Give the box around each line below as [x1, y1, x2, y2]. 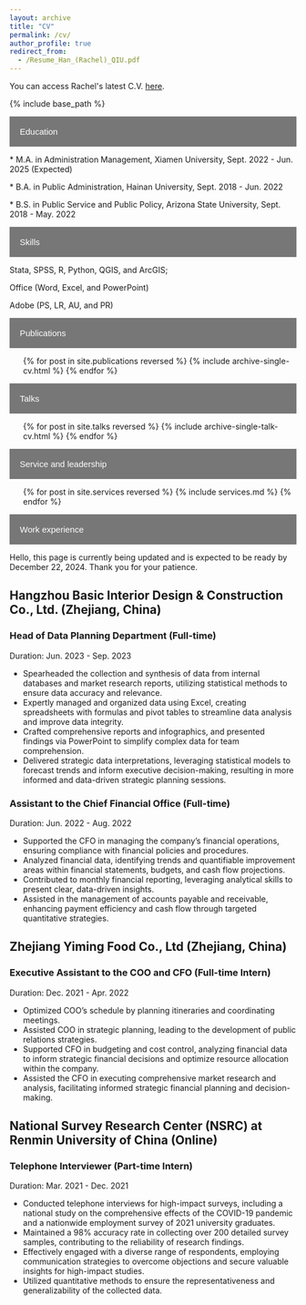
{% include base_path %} [9, 98, 106, 109]
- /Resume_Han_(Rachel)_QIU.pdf [17, 56, 141, 65]
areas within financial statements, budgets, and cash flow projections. [22, 864, 285, 875]
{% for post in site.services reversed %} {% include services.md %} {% [22, 486, 291, 497]
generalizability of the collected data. [22, 1285, 162, 1296]
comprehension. [22, 745, 85, 756]
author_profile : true [9, 38, 92, 48]
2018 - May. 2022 [9, 209, 76, 219]
